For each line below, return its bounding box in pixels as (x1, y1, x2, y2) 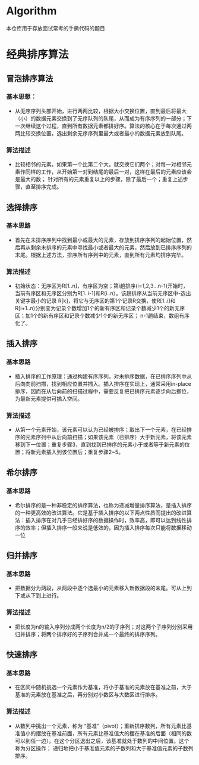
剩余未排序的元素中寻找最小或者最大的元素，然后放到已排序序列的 (30, 243, 192, 251)
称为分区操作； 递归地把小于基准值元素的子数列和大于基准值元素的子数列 (14, 744, 194, 752)
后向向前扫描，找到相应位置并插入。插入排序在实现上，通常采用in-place (14, 380, 191, 387)
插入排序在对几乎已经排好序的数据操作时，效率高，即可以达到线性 (25, 516, 187, 524)
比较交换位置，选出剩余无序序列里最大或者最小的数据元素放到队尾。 (20, 129, 187, 137)
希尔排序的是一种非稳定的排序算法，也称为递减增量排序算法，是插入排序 (14, 501, 192, 509)
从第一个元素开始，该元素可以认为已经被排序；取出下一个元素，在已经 (14, 426, 187, 433)
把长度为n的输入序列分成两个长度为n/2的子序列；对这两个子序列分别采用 (14, 623, 193, 630)
